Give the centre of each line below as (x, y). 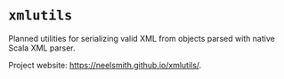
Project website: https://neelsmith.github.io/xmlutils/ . (105, 65)
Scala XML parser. (42, 48)
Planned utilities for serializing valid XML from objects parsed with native (142, 38)
